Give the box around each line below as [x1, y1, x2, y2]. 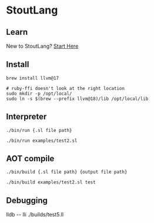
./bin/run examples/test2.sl [6, 138, 78, 144]
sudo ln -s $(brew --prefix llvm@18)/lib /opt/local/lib [6, 95, 149, 102]
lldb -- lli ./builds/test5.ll [6, 211, 63, 218]
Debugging [6, 195, 48, 205]
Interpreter [6, 112, 47, 122]
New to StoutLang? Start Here [6, 42, 79, 49]
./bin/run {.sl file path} [6, 127, 72, 133]
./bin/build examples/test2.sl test [6, 179, 96, 185]
